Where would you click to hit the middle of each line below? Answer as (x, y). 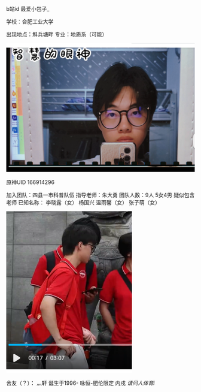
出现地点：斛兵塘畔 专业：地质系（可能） (57, 34)
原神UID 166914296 (31, 182)
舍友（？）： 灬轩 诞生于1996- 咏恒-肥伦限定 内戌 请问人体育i (80, 383)
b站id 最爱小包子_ (28, 9)
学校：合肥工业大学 (30, 22)
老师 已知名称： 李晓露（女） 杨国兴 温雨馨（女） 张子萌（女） (83, 203)
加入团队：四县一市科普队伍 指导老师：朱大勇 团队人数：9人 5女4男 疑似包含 (100, 195)
